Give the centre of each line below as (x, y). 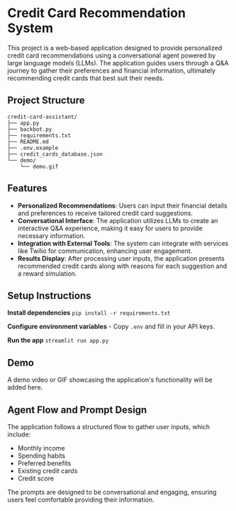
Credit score (36, 478)
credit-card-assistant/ (43, 117)
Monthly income (41, 448)
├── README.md (28, 141)
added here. (25, 387)
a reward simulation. (47, 273)
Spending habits (41, 456)
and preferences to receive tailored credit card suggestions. (105, 213)
